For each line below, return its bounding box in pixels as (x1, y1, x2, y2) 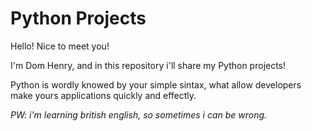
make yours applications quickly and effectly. (10, 89, 197, 101)
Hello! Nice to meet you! (10, 40, 110, 52)
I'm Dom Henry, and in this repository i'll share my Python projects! (10, 59, 287, 71)
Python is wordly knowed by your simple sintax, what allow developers (10, 78, 302, 91)
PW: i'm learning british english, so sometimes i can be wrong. (10, 108, 268, 121)
